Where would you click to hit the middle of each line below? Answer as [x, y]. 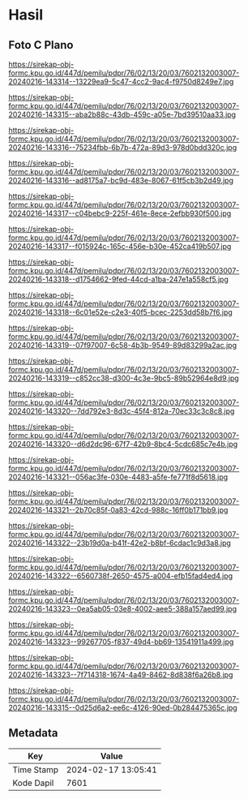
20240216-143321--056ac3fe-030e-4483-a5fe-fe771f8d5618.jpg [118, 477]
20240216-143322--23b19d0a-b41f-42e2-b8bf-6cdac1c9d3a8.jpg [120, 543]
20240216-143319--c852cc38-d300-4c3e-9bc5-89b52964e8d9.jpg [124, 378]
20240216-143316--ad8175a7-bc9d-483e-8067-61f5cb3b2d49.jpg [121, 180]
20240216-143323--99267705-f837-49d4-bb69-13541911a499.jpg [121, 642]
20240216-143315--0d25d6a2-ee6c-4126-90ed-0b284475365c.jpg [123, 708]
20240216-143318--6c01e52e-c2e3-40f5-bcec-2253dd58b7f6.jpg [120, 312]
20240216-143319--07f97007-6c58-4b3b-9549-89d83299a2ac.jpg [123, 345]
